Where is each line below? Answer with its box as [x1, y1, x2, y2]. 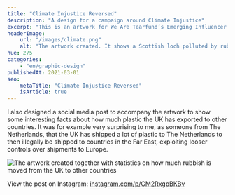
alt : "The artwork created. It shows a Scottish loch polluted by [20, 43, 218, 50]
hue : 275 [7, 50, 33, 57]
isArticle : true [20, 88, 68, 95]
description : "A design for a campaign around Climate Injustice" [7, 17, 205, 24]
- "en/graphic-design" [20, 62, 86, 69]
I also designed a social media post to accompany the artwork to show [7, 108, 211, 116]
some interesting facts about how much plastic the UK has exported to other [7, 115, 227, 123]
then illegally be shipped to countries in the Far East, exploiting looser [7, 137, 208, 146]
